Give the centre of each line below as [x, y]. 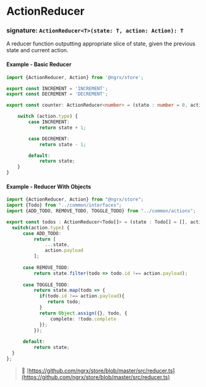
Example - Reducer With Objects [49, 186]
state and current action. [37, 50]
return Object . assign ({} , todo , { [83, 313]
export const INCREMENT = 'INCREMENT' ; [57, 88]
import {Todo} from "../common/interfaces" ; [64, 205]
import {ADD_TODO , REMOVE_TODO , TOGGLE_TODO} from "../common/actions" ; [101, 211]
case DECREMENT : [49, 139]
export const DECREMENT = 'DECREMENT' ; [57, 94]
